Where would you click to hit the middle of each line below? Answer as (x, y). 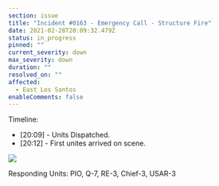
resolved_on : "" (35, 75)
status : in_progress (43, 38)
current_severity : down (48, 52)
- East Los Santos (46, 89)
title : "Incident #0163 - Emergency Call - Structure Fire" (110, 23)
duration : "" (30, 68)
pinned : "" (26, 45)
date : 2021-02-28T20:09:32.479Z (62, 30)
